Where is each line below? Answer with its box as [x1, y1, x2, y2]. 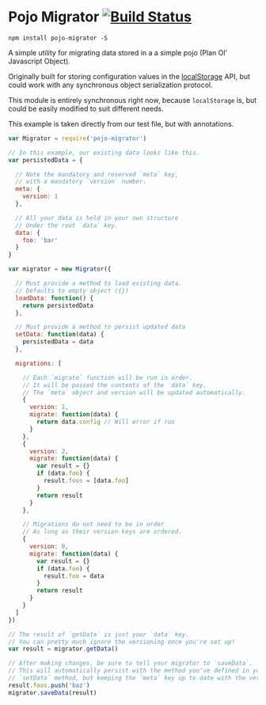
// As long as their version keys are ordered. [22, 528, 182, 536]
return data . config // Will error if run [36, 418, 176, 426]
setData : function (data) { [15, 331, 104, 339]
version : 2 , [28, 447, 69, 455]
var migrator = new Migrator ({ [8, 265, 112, 273]
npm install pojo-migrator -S [8, 34, 108, 42]
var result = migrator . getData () [8, 645, 119, 653]
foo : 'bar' [22, 236, 59, 244]
